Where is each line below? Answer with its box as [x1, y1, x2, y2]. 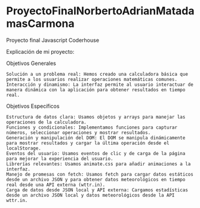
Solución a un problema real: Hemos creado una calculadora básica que [6, 71, 188, 77]
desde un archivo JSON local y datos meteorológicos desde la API [6, 192, 175, 198]
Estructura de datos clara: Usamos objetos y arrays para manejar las [6, 114, 186, 120]
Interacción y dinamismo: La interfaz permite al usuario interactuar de [6, 82, 194, 88]
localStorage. [6, 145, 42, 151]
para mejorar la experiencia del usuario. [6, 156, 113, 162]
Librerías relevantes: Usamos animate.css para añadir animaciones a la [6, 161, 191, 167]
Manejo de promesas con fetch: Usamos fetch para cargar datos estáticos [6, 171, 194, 177]
